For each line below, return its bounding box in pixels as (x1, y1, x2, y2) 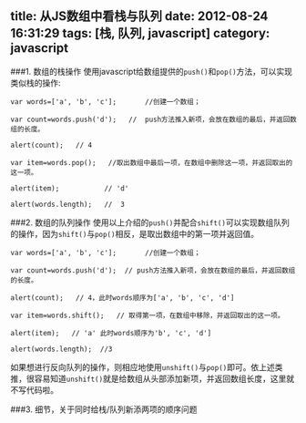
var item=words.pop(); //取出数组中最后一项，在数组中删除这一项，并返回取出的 (10, 158, 293, 167)
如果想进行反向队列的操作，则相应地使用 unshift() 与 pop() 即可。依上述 (10, 361, 276, 372)
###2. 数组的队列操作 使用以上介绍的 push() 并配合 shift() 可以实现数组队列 (10, 217, 291, 228)
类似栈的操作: (10, 77, 62, 88)
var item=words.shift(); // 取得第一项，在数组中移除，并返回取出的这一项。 (10, 311, 285, 320)
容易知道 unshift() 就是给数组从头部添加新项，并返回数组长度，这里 (34, 373, 287, 384)
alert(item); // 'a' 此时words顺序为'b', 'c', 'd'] (10, 328, 212, 337)
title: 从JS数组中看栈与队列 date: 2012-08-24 (10, 8, 269, 25)
